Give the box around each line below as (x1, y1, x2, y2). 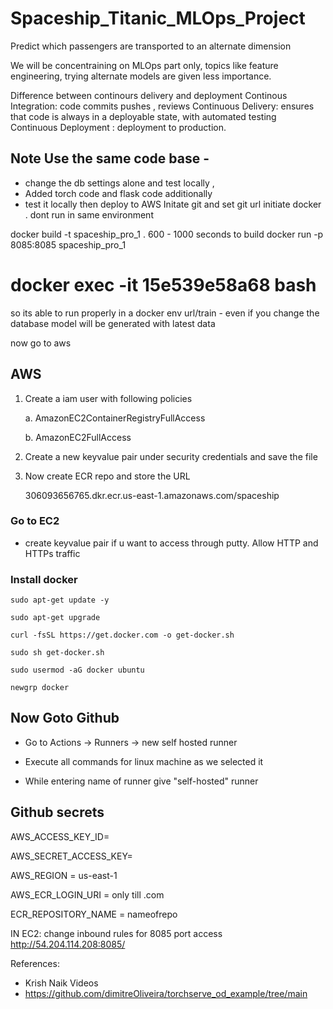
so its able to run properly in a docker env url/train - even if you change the (10, 307, 320, 319)
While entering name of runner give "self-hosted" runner (24, 775, 259, 787)
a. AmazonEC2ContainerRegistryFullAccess (24, 412, 206, 424)
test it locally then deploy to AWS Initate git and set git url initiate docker (24, 198, 322, 210)
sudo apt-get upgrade (10, 613, 101, 623)
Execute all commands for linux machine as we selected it (24, 755, 264, 767)
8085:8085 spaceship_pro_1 (10, 238, 127, 251)
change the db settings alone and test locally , (24, 177, 215, 189)
